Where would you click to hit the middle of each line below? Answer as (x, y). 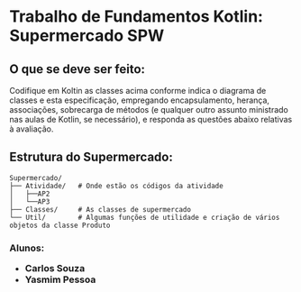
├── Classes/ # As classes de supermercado (100, 209)
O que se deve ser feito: (78, 69)
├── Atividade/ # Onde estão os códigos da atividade (116, 186)
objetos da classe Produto (60, 225)
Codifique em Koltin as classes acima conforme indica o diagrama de (138, 91)
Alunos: (27, 248)
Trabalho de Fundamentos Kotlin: (137, 17)
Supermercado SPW (87, 36)
